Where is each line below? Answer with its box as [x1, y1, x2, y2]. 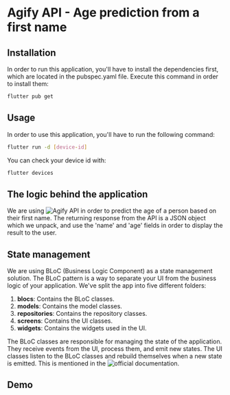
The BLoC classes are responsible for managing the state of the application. [7, 337, 222, 345]
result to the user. [7, 228, 57, 237]
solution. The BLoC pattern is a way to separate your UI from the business [7, 274, 216, 283]
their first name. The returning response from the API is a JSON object [7, 214, 206, 222]
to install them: [7, 80, 49, 87]
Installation [7, 47, 56, 58]
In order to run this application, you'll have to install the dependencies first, [7, 65, 219, 73]
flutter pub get [7, 93, 54, 100]
